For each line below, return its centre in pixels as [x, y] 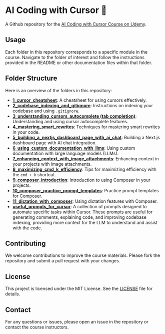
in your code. [26, 132]
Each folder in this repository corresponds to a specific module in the [76, 52]
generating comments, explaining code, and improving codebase [79, 217]
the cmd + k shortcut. [34, 174]
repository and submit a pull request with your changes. [63, 261]
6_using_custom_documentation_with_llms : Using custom [74, 148]
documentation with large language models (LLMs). [65, 153]
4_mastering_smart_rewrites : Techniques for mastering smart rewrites [86, 127]
